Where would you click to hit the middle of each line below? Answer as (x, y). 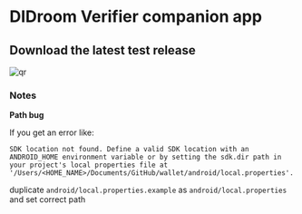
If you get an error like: (52, 132)
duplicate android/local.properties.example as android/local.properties (148, 190)
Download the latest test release (103, 50)
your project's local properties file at (89, 165)
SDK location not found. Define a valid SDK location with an (129, 150)
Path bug (27, 115)
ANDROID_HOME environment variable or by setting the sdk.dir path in (146, 157)
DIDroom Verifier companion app (136, 17)
